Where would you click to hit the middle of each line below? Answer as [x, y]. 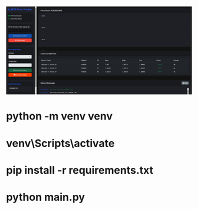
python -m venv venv [60, 116]
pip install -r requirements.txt [80, 170]
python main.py [46, 197]
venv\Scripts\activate [60, 143]
